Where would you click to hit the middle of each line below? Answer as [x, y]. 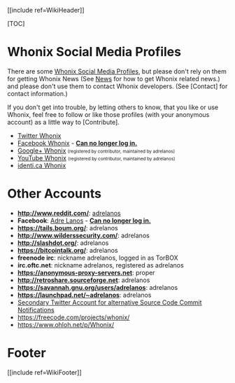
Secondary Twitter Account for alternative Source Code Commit [109, 302]
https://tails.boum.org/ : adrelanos [67, 228]
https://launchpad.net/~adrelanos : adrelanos [84, 295]
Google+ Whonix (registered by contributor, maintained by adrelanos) [96, 151]
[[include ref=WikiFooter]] [44, 372]
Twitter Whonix [39, 135]
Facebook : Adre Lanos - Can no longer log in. [84, 221]
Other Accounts [55, 194]
